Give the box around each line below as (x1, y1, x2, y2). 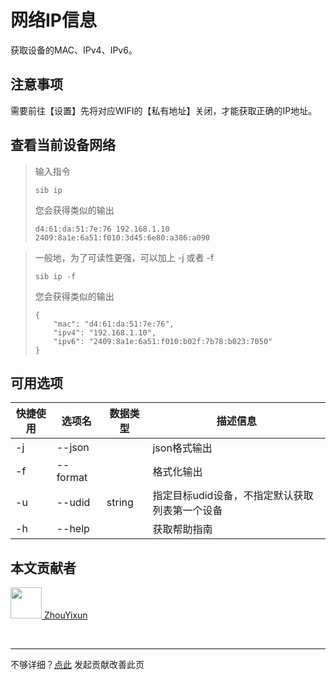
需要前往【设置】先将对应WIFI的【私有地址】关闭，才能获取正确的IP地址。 (10, 104, 318, 116)
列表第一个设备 (152, 504, 223, 518)
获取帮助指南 (152, 522, 213, 536)
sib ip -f (34, 271, 77, 281)
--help (56, 522, 90, 536)
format (56, 471, 88, 485)
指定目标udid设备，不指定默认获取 (152, 489, 314, 503)
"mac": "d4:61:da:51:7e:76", (53, 319, 175, 329)
